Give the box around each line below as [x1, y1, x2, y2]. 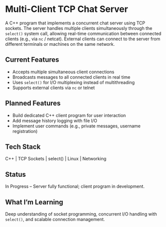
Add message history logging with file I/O [12, 117, 97, 123]
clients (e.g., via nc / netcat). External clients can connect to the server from [5, 36, 161, 42]
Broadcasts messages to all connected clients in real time [12, 74, 131, 80]
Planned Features [5, 99, 61, 108]
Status [5, 170, 26, 179]
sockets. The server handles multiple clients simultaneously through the [5, 25, 153, 31]
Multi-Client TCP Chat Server [5, 3, 128, 15]
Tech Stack [5, 142, 41, 151]
